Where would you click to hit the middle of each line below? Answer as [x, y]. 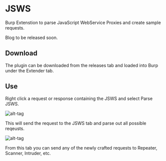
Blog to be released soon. [32, 37]
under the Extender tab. [29, 70]
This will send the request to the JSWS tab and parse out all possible [76, 123]
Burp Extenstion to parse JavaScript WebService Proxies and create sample [83, 22]
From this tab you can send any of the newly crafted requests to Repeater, [81, 147]
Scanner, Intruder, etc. [28, 153]
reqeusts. [15, 128]
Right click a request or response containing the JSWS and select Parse [79, 98]
